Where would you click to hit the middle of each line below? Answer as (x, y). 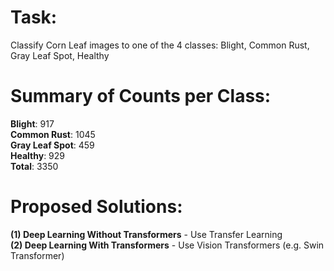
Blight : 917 (32, 123)
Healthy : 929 (38, 155)
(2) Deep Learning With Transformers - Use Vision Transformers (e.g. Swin (167, 245)
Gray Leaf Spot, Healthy (60, 55)
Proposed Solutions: (96, 207)
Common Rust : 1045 (53, 134)
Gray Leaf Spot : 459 (52, 145)
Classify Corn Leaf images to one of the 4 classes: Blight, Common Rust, (160, 45)
